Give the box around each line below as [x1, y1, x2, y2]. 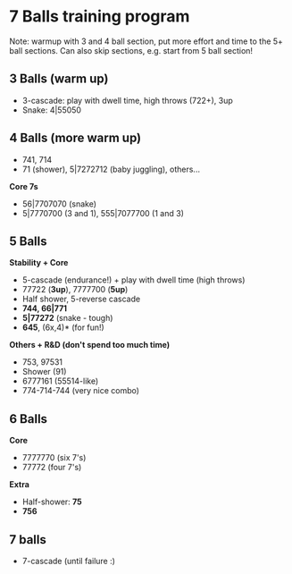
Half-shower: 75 [21, 496, 82, 507]
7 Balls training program [9, 6, 190, 27]
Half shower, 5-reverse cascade [21, 293, 141, 305]
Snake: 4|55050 [21, 105, 82, 115]
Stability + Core [9, 257, 69, 268]
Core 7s [9, 181, 38, 191]
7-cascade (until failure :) [21, 556, 116, 566]
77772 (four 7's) [21, 462, 82, 473]
